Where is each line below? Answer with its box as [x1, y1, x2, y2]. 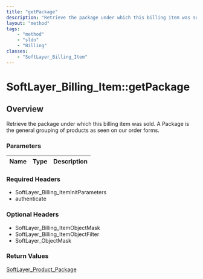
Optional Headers [6, 210, 59, 218]
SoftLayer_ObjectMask [14, 237, 71, 244]
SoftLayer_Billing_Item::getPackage [6, 80, 190, 94]
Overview [6, 104, 44, 114]
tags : [6, 25, 20, 32]
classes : [6, 48, 28, 54]
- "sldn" [17, 37, 39, 43]
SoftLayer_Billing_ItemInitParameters [14, 189, 107, 196]
